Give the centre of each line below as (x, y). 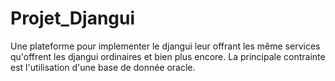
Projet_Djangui (73, 18)
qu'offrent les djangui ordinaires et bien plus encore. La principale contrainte (168, 56)
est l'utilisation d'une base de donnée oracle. (103, 67)
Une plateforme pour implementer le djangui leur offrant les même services (165, 46)
